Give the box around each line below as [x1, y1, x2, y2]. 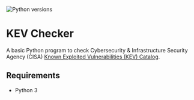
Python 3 [14, 86, 38, 93]
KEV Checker [6, 27, 74, 40]
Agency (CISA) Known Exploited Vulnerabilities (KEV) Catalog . [6, 53, 160, 60]
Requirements [6, 70, 60, 81]
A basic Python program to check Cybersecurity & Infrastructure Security [6, 46, 188, 54]
